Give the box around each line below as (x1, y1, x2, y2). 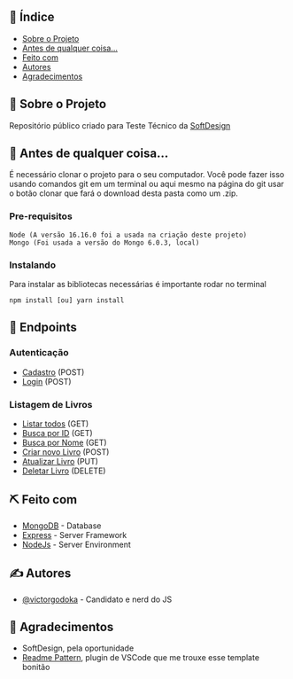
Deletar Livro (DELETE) (21, 465, 106, 476)
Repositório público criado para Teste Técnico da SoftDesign (9, 120, 231, 130)
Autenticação (9, 347, 69, 359)
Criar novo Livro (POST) (21, 447, 110, 457)
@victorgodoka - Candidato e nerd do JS (21, 594, 173, 605)
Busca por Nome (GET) (21, 437, 108, 449)
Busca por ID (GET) (21, 428, 93, 439)
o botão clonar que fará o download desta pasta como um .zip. (9, 188, 239, 199)
